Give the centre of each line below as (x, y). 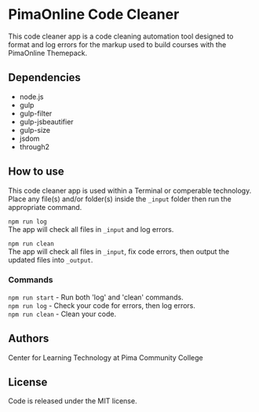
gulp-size (35, 130)
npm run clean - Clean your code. (62, 314)
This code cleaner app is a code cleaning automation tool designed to (121, 36)
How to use (36, 172)
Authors (29, 338)
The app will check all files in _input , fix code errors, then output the (119, 251)
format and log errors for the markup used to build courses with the (117, 44)
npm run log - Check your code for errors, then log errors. (102, 305)
